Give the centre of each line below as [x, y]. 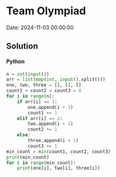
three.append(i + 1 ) [53, 141]
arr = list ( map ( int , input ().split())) [56, 80]
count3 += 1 [43, 146]
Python [16, 61]
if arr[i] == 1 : [37, 102]
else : [24, 135]
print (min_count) [28, 157]
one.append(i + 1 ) [51, 107]
